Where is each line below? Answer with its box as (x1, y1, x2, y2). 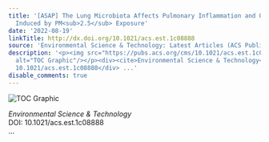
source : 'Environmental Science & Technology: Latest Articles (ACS (8, 42, 242, 50)
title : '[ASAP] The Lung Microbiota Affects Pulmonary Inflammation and (8, 11, 256, 20)
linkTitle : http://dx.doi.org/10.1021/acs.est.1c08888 (8, 34, 195, 43)
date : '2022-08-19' (8, 26, 74, 34)
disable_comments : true (8, 71, 88, 79)
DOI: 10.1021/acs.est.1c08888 (8, 117, 104, 127)
